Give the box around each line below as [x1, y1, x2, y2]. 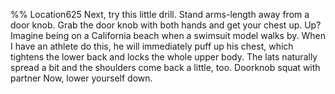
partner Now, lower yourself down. [10, 72, 153, 84]
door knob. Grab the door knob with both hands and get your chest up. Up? [10, 19, 322, 31]
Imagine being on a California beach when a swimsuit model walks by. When [10, 30, 326, 41]
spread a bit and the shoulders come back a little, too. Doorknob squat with [10, 62, 321, 73]
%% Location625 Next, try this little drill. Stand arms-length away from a [10, 9, 310, 20]
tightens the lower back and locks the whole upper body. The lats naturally [10, 51, 318, 63]
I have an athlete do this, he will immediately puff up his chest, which [10, 40, 294, 52]
